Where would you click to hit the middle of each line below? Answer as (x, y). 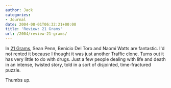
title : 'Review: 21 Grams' (34, 29)
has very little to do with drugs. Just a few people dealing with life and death (86, 59)
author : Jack (19, 10)
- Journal (16, 19)
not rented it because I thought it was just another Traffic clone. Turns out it (85, 54)
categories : (18, 15)
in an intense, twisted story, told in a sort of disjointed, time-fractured (78, 65)
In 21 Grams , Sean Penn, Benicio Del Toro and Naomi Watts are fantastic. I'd (85, 48)
